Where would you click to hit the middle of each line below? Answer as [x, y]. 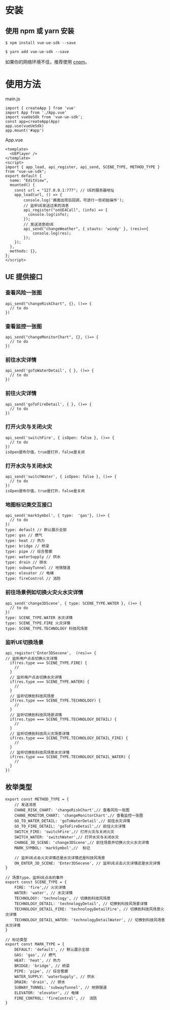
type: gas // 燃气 [24, 536]
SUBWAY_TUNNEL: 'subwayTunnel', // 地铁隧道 [61, 987]
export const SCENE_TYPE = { [36, 882]
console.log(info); [48, 215]
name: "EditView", [29, 180]
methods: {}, [24, 251]
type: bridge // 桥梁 [27, 546]
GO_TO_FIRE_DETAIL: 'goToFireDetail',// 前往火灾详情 [70, 826]
